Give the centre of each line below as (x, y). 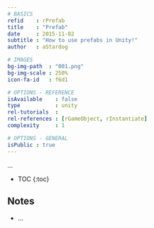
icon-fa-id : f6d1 (38, 80)
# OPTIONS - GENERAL (38, 138)
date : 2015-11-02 (41, 34)
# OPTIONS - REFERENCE (41, 92)
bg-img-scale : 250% (38, 73)
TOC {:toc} (33, 179)
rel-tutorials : (33, 112)
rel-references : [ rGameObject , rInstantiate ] (77, 119)
